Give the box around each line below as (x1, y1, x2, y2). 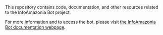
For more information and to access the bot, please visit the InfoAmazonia (5, 19, 156, 25)
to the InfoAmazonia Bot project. (5, 9, 71, 15)
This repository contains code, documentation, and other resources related (5, 4, 159, 10)
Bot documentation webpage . (5, 24, 66, 30)
